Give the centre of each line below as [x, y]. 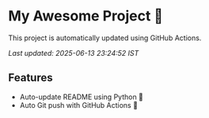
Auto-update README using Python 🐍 [82, 97]
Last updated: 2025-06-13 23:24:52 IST [74, 53]
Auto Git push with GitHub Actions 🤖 [79, 105]
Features [30, 78]
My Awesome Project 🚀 [86, 16]
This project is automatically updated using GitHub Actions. [105, 38]
